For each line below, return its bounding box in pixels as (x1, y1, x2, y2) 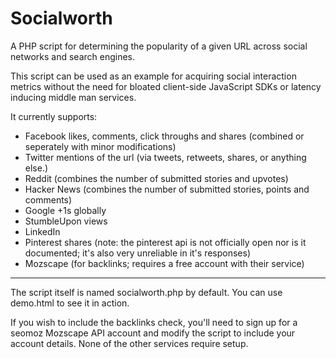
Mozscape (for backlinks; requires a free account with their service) (24, 257, 305, 269)
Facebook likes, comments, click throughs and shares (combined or (24, 130, 305, 142)
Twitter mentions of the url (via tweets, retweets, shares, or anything (24, 151, 307, 163)
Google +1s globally (24, 204, 107, 216)
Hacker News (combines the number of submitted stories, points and (24, 183, 310, 195)
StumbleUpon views (24, 215, 108, 227)
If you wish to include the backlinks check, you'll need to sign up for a (10, 316, 298, 328)
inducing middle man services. (10, 91, 137, 103)
